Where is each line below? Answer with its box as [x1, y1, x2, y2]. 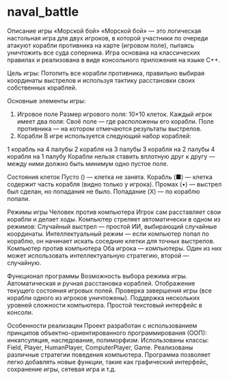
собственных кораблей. [7, 83, 77, 92]
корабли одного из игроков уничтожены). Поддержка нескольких [7, 293, 200, 301]
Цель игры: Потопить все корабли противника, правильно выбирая [7, 69, 205, 77]
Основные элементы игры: [7, 96, 86, 105]
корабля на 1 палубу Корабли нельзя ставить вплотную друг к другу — [7, 152, 215, 161]
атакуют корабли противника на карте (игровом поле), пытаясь [7, 41, 195, 49]
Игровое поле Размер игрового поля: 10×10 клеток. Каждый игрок [16, 110, 213, 118]
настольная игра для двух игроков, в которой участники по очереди [7, 33, 208, 42]
